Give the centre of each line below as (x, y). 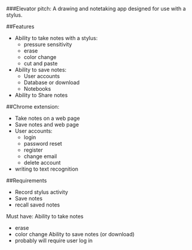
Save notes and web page (47, 124)
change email (40, 156)
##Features (20, 27)
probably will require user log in (54, 240)
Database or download (52, 82)
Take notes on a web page (47, 118)
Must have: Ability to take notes (45, 216)
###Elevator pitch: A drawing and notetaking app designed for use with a (96, 9)
